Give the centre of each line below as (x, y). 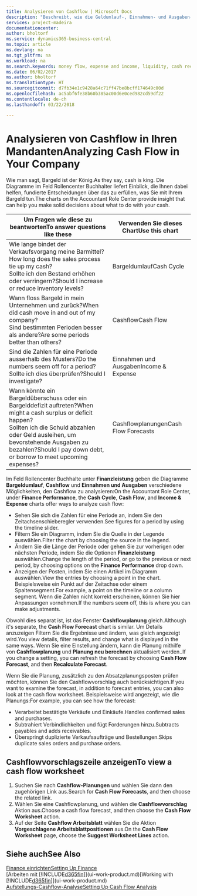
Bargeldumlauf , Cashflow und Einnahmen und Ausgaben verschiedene (94, 485)
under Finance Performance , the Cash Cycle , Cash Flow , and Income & (94, 497)
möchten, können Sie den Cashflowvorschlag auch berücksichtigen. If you (95, 682)
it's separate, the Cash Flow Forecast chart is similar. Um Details (84, 627)
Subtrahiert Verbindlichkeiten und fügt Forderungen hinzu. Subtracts (97, 725)
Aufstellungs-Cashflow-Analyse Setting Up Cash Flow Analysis (81, 887)
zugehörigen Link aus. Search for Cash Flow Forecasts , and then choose (102, 792)
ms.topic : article (28, 45)
